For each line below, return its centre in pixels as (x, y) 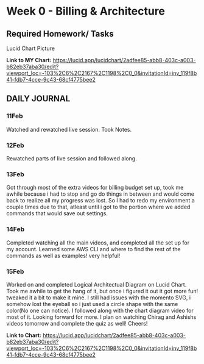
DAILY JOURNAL (38, 99)
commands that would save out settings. (57, 213)
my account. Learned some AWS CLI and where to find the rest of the (93, 249)
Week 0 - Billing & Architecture (86, 11)
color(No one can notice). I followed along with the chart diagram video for (100, 310)
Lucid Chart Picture (30, 48)
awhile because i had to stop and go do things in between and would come (100, 194)
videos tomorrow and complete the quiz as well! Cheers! (77, 323)
